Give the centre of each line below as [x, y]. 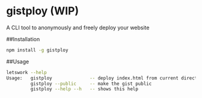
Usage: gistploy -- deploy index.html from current [93, 78]
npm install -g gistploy [37, 50]
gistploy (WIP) [43, 11]
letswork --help [26, 72]
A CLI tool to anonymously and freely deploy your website [78, 27]
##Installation [23, 39]
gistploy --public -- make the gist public [91, 84]
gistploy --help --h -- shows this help [84, 89]
